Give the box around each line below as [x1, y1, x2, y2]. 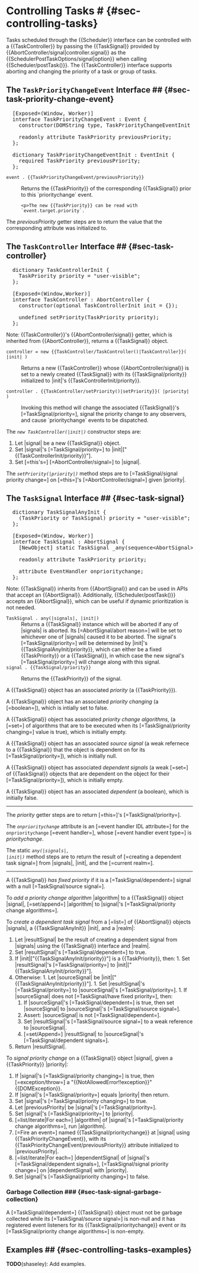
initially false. [6, 794, 38, 801]
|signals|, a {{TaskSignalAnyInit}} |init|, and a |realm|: [6, 925, 135, 932]
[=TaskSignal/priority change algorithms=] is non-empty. [6, 1227, 145, 1234]
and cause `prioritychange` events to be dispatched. [21, 416, 149, 424]
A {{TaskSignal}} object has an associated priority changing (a [6, 698, 159, 706]
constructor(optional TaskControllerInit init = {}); [18, 302, 178, 309]
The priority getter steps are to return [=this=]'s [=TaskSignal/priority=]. [6, 812, 182, 819]
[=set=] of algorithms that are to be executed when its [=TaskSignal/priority [6, 722, 191, 729]
